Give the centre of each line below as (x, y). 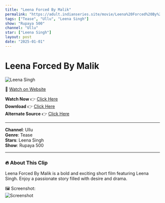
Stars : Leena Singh (25, 140)
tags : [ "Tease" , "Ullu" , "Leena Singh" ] (47, 19)
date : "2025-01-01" (25, 42)
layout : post (18, 37)
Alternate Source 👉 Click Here (37, 114)
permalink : (16, 14)
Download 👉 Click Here (30, 106)
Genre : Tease (19, 135)
